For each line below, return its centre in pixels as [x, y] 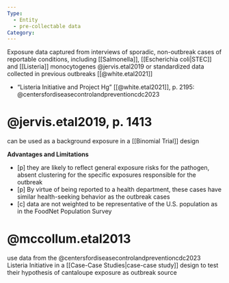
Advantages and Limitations [48, 154]
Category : [21, 33]
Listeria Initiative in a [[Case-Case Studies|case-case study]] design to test [113, 265]
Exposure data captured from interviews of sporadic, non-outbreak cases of [114, 52]
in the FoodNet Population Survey [64, 211]
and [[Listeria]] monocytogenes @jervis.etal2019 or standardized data [106, 66]
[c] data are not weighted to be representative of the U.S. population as [117, 204]
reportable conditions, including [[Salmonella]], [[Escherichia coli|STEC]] [109, 60]
